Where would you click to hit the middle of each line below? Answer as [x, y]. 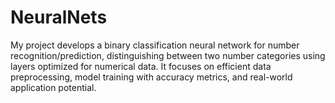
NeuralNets [59, 17]
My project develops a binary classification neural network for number [155, 45]
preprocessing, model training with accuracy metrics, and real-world [151, 77]
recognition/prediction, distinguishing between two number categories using [168, 55]
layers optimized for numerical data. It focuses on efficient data [141, 66]
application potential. [53, 87]
